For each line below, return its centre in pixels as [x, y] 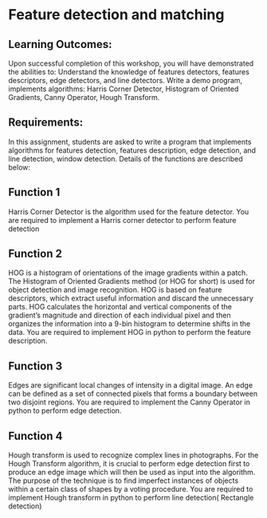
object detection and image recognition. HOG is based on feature [115, 290]
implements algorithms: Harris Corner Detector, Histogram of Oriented [124, 89]
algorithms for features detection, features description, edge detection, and [132, 150]
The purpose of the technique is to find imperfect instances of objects [124, 480]
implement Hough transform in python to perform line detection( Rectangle [131, 498]
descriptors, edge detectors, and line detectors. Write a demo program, [126, 80]
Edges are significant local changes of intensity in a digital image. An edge [131, 385]
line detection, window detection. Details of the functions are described [126, 158]
